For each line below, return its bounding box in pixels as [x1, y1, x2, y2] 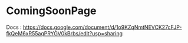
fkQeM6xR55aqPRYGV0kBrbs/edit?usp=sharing [6, 29, 123, 37]
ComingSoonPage [6, 4, 97, 18]
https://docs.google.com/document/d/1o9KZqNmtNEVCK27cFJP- [22, 24, 182, 31]
